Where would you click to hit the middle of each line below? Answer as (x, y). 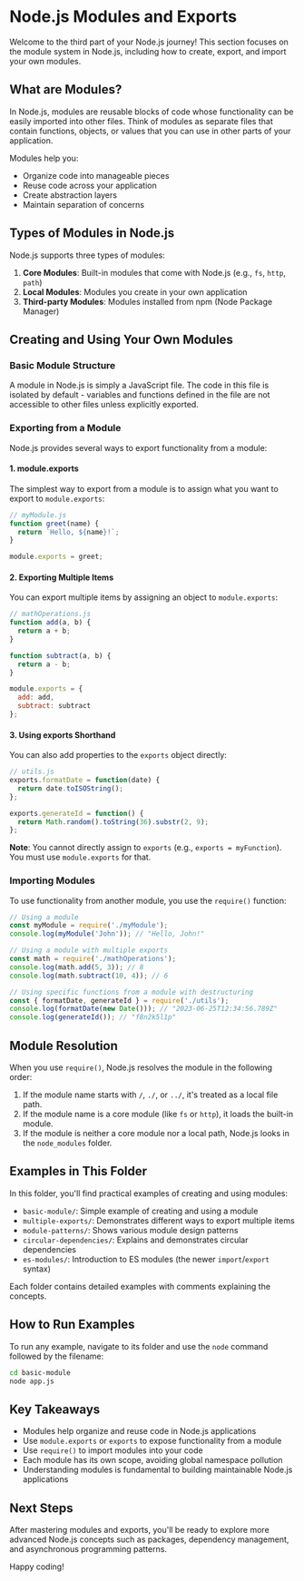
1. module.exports (44, 468)
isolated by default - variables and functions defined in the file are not (140, 395)
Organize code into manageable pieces (96, 175)
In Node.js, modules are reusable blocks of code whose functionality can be (152, 112)
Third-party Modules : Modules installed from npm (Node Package (147, 301)
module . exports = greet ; (56, 557)
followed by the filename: (57, 1356)
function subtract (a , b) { (60, 655)
